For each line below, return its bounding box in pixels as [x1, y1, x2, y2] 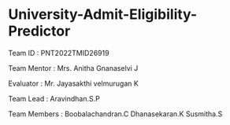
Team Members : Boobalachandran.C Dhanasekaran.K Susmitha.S [8, 108, 223, 119]
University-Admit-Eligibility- [8, 6, 198, 24]
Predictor [8, 22, 71, 40]
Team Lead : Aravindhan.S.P [8, 94, 100, 103]
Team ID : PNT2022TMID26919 [8, 48, 109, 57]
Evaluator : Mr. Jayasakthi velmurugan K [8, 79, 139, 88]
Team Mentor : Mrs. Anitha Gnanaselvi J [8, 63, 139, 72]
